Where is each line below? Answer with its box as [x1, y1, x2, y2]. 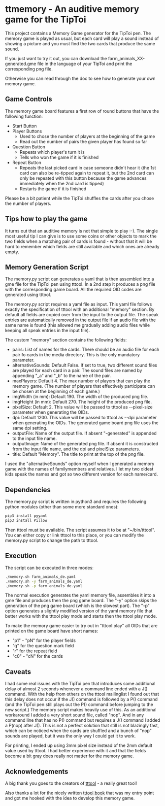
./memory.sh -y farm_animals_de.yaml [5, 579, 83, 584]
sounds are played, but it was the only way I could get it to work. [5, 733, 136, 739]
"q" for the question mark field [12, 643, 74, 649]
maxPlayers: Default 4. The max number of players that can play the [12, 378, 151, 384]
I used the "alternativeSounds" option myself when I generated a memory [5, 461, 155, 467]
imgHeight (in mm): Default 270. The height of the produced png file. [12, 399, 152, 405]
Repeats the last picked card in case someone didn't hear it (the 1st [19, 165, 156, 170]
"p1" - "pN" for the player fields [12, 638, 76, 643]
